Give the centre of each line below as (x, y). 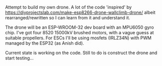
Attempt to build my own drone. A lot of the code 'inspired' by (69, 7)
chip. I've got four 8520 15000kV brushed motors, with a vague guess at (80, 33)
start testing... (19, 58)
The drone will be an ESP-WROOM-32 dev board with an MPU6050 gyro (80, 27)
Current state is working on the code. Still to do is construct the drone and (81, 53)
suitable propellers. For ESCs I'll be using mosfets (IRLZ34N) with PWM (79, 38)
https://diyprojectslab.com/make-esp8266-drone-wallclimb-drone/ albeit (80, 12)
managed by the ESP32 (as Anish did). (45, 43)
